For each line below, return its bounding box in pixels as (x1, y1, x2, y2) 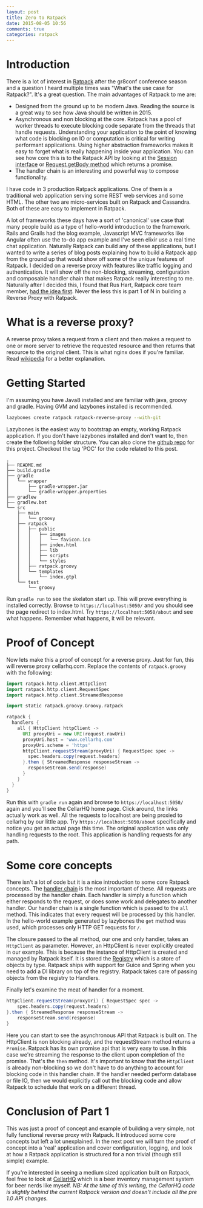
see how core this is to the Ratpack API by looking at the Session (15, 154, 178, 162)
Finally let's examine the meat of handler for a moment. (6, 986, 144, 993)
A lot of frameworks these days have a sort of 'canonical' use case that (6, 217, 185, 224)
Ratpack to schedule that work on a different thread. (6, 1083, 137, 1091)
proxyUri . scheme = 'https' (22, 742, 91, 748)
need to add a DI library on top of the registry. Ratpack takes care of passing (6, 968, 198, 975)
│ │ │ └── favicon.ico (17, 536, 91, 543)
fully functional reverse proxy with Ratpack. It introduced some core (6, 1131, 176, 1138)
